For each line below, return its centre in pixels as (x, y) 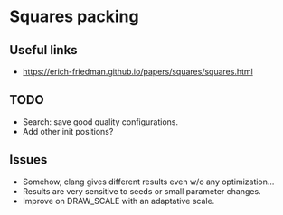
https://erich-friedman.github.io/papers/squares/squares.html (137, 71)
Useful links (44, 50)
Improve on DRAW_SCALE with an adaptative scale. (118, 201)
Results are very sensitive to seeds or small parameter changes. (141, 191)
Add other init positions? (68, 131)
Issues (28, 160)
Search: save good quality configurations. (100, 122)
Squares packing (74, 17)
